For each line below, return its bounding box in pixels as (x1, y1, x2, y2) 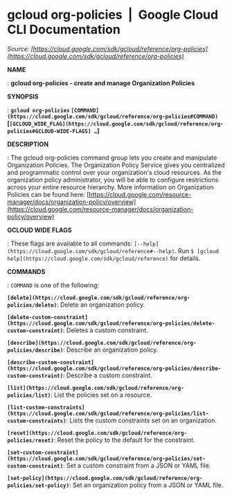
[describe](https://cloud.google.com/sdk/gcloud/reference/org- (7, 339, 197, 346)
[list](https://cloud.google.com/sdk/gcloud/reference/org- (7, 384, 185, 391)
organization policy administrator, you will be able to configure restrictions (7, 176, 219, 184)
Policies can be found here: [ (7, 190, 89, 198)
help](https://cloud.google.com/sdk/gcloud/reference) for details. (7, 254, 201, 262)
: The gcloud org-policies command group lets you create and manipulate (7, 153, 217, 162)
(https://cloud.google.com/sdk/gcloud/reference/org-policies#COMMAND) (7, 113, 218, 120)
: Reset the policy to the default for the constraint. (53, 436, 195, 444)
